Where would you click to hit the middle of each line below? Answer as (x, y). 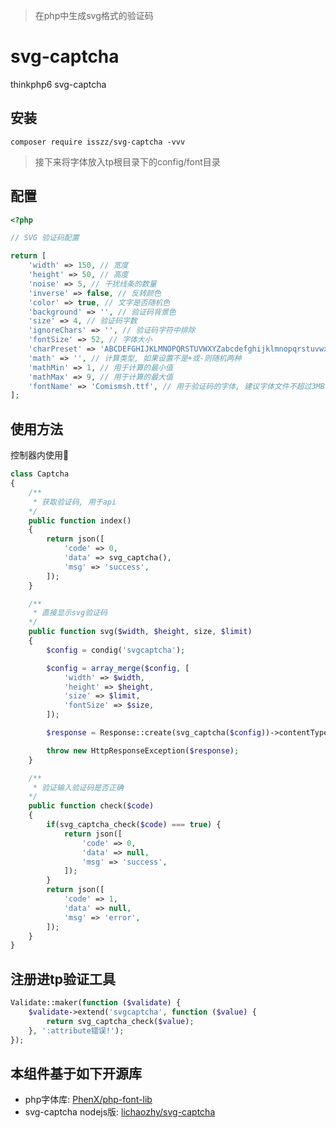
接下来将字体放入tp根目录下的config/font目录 (127, 161)
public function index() (80, 520)
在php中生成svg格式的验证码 (94, 15)
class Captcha (40, 474)
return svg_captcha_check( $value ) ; (120, 1021)
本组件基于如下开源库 (76, 1073)
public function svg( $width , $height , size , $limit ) (140, 632)
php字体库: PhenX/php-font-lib (88, 1100)
